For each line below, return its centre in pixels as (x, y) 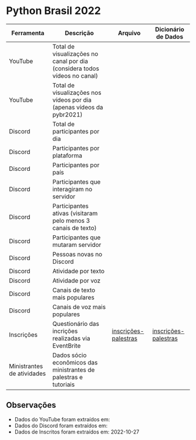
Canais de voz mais (79, 307)
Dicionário (170, 29)
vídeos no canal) (75, 75)
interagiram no (72, 189)
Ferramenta (28, 33)
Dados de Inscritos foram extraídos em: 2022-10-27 (77, 432)
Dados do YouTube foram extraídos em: (62, 419)
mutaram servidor (77, 245)
